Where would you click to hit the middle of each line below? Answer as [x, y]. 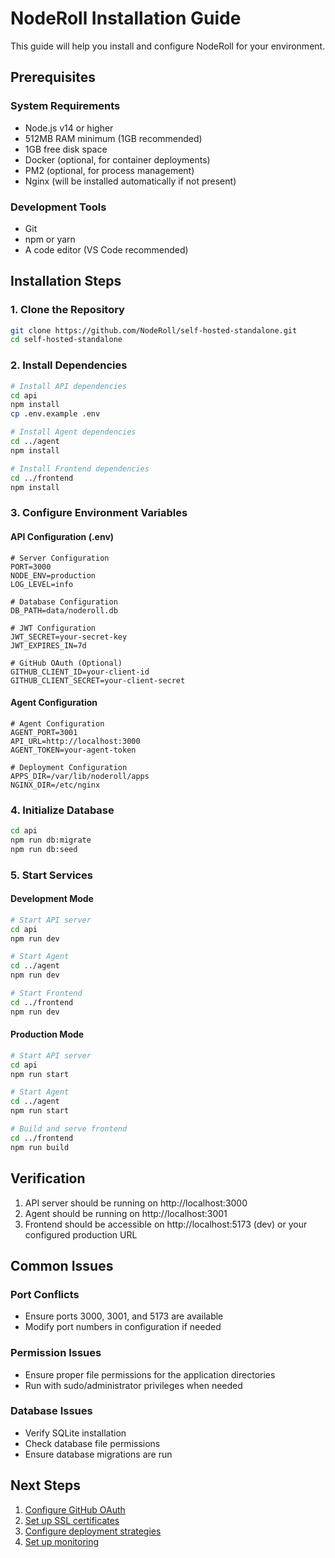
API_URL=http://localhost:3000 [75, 741]
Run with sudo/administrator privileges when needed [133, 1385]
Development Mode [52, 899]
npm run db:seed [44, 849]
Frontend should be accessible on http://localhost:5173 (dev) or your [166, 1224]
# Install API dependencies [69, 386]
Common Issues [62, 1265]
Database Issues [51, 1411]
